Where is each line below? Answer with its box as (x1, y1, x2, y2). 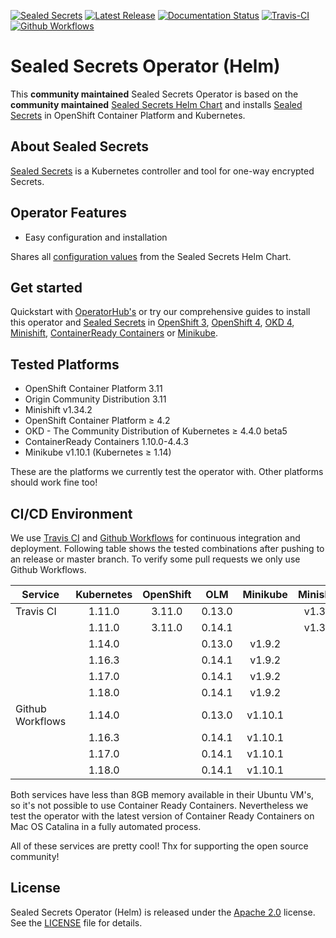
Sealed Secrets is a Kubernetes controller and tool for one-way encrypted (10, 165, 315, 177)
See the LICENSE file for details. (10, 916, 143, 929)
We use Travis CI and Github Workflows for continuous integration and (10, 532, 301, 544)
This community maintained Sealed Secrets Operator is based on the (10, 88, 299, 100)
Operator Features (10, 205, 127, 222)
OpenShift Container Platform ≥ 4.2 (24, 415, 171, 427)
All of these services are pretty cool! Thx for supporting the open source (10, 840, 309, 852)
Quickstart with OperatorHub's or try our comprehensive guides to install (10, 306, 311, 318)
